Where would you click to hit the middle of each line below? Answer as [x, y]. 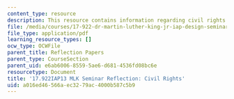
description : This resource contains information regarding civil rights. [118, 20]
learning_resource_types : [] [49, 40]
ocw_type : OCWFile [34, 46]
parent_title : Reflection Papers [56, 53]
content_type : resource [42, 14]
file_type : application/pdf [48, 33]
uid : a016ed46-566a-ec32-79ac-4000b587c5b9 [71, 85]
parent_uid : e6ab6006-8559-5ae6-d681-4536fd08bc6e [82, 66]
